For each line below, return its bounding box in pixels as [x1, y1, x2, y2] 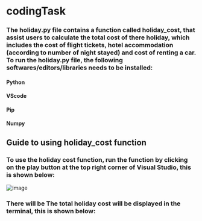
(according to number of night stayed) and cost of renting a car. [6, 48, 197, 57]
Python [6, 78, 25, 86]
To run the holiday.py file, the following [6, 56, 123, 65]
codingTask [6, 4, 66, 18]
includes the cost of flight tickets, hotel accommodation [6, 41, 174, 50]
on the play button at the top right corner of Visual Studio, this [6, 163, 192, 171]
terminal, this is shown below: [6, 207, 96, 216]
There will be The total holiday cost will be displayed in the [6, 199, 181, 208]
